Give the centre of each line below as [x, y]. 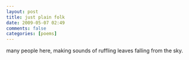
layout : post [22, 12]
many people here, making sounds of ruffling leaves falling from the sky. [94, 50]
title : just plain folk [36, 17]
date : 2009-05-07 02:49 [36, 23]
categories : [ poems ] [32, 34]
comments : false [26, 28]
